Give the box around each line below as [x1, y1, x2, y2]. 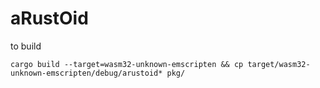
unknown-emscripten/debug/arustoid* [10, 68, 163, 78]
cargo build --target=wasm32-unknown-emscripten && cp [10, 59, 244, 69]
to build [10, 40, 42, 52]
